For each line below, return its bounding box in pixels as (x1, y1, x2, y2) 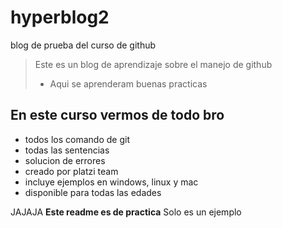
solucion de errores (24, 154, 106, 166)
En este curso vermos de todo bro (10, 107, 225, 124)
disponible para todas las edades (24, 186, 162, 198)
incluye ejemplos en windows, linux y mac (24, 176, 199, 188)
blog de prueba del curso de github (10, 39, 157, 51)
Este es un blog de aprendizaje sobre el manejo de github (34, 58, 273, 70)
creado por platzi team (24, 165, 119, 177)
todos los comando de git (24, 133, 130, 145)
